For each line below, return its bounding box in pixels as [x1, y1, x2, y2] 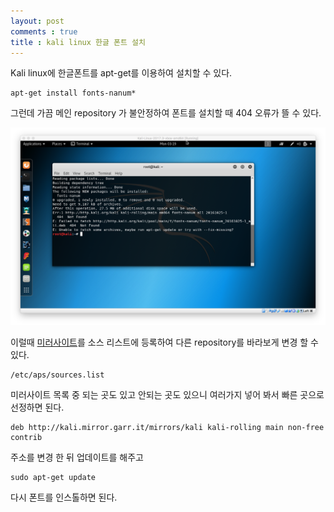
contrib [10, 432, 43, 442]
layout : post [10, 16, 65, 26]
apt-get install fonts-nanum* [10, 88, 137, 99]
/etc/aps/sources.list [10, 370, 105, 380]
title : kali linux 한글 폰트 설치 [10, 37, 146, 47]
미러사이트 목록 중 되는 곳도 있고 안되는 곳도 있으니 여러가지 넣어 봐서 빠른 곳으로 [10, 388, 325, 400]
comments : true [10, 26, 78, 37]
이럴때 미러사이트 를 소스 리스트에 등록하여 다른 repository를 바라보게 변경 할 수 [10, 336, 319, 348]
